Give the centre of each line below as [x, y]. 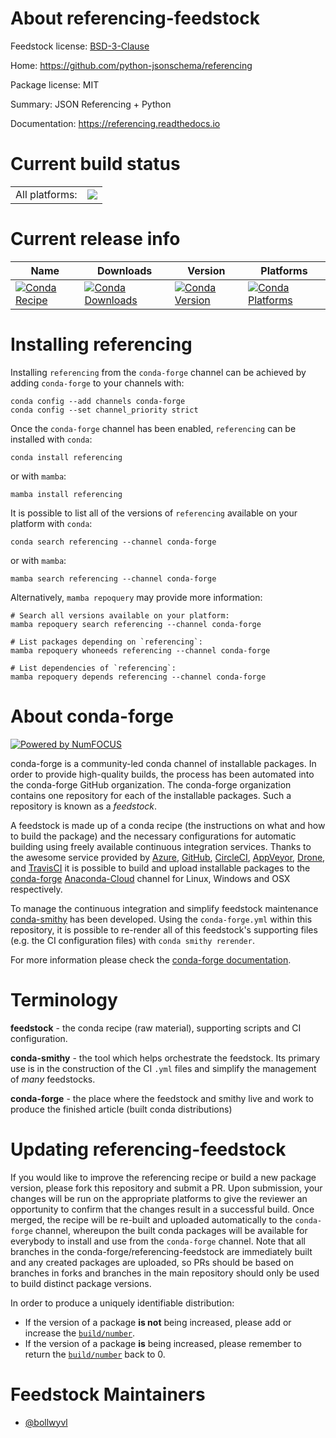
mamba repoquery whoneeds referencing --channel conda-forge [140, 650]
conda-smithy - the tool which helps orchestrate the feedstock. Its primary [165, 1058]
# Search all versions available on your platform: [120, 615]
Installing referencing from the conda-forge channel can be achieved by [158, 372]
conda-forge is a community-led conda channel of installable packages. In [163, 763]
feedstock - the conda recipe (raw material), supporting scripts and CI [156, 1028]
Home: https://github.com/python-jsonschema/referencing [131, 65]
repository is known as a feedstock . [84, 806]
